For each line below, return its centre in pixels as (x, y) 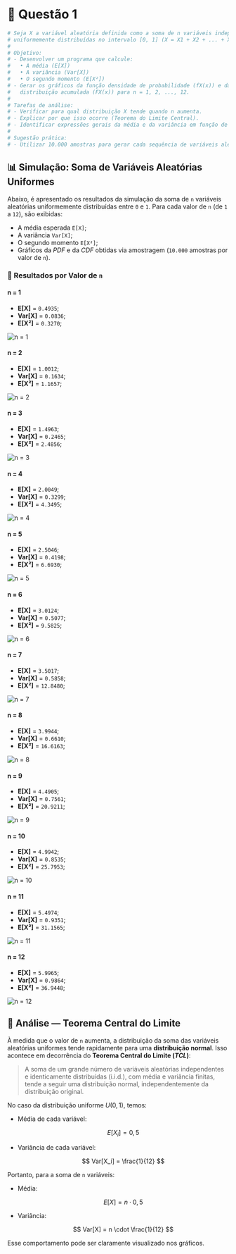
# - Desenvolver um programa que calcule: (70, 59)
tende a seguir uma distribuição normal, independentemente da (117, 1084)
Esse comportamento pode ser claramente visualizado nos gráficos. (106, 1243)
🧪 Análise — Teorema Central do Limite (94, 1023)
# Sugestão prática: (38, 138)
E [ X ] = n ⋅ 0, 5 (123, 1202)
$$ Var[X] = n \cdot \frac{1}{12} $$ (123, 1229)
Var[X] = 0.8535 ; (41, 859)
